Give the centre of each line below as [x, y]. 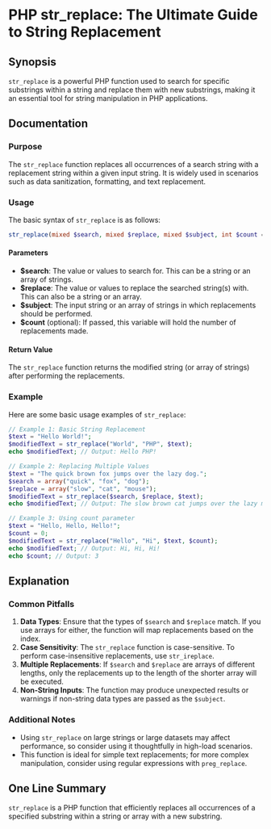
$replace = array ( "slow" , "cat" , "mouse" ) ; [83, 489]
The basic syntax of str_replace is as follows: [85, 220]
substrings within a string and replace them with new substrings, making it [132, 90]
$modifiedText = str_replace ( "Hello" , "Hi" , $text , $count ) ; [113, 541]
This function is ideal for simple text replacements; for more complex [134, 754]
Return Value [31, 350]
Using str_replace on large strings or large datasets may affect [125, 737]
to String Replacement [85, 32]
